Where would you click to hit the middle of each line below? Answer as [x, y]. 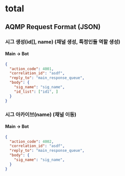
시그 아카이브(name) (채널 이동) [41, 114]
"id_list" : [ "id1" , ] [36, 92]
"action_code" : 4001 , [32, 69]
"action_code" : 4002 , [32, 141]
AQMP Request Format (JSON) [53, 27]
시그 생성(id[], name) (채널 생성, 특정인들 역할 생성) [63, 41]
